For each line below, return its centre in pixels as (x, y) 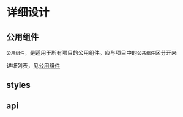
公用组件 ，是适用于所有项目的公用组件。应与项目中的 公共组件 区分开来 (92, 53)
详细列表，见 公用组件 (33, 66)
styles (18, 85)
